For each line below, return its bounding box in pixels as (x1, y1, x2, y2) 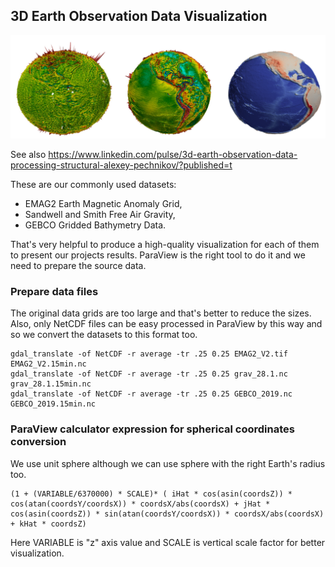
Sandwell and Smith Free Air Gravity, (24, 209, 176, 221)
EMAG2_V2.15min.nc (10, 359, 87, 369)
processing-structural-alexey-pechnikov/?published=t (10, 159, 233, 171)
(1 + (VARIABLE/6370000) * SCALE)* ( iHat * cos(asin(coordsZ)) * (10, 489, 293, 499)
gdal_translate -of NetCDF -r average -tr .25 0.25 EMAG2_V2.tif (10, 349, 288, 359)
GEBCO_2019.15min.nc (10, 399, 97, 409)
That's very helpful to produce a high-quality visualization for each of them (10, 239, 320, 251)
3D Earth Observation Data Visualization (10, 8, 268, 25)
